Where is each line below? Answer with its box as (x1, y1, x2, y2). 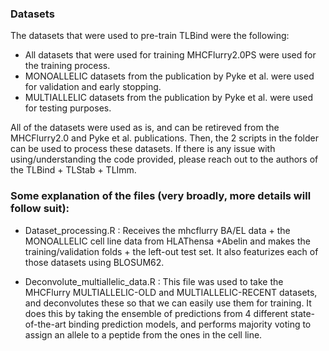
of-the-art (24, 318, 67, 330)
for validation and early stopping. (24, 81, 162, 93)
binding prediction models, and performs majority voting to (68, 318, 312, 330)
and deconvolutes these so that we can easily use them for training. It (24, 297, 312, 309)
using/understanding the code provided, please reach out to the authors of (10, 153, 319, 166)
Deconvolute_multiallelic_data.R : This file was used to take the (24, 275, 284, 287)
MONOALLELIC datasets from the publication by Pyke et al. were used (24, 70, 315, 82)
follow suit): (10, 202, 70, 216)
